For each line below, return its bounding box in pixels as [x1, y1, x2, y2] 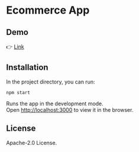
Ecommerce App [6, 4, 90, 17]
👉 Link [6, 43, 25, 50]
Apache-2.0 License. [6, 139, 57, 146]
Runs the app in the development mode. [6, 100, 104, 107]
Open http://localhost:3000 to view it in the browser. [6, 106, 134, 113]
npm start [6, 89, 31, 95]
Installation [6, 63, 49, 73]
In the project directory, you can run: [6, 78, 95, 85]
